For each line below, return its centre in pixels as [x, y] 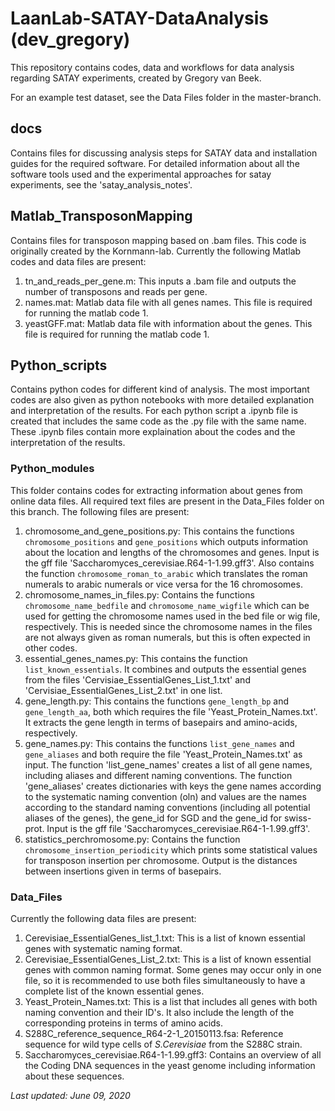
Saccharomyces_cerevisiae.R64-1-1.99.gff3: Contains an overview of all [173, 1054]
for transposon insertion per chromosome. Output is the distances [161, 860]
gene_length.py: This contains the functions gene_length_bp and [157, 701]
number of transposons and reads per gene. [116, 291]
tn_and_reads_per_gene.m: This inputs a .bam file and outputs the [160, 281]
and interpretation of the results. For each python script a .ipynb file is [154, 411]
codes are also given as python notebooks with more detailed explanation [162, 400]
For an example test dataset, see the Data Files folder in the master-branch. [166, 97]
